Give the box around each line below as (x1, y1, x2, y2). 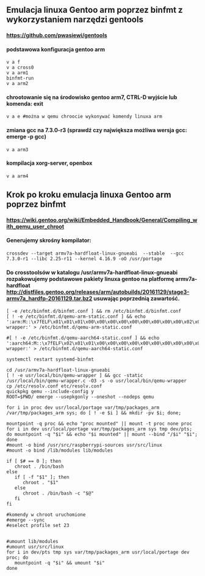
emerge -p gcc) (6, 133, 47, 140)
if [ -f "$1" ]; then (14, 474, 70, 481)
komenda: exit (6, 100, 44, 107)
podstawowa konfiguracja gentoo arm (6, 45, 106, 53)
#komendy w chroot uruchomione (6, 512, 86, 518)
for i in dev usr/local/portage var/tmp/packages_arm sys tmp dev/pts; (6, 426, 192, 432)
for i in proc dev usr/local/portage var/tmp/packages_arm (6, 405, 160, 411)
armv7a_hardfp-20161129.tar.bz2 (6, 294, 93, 302)
